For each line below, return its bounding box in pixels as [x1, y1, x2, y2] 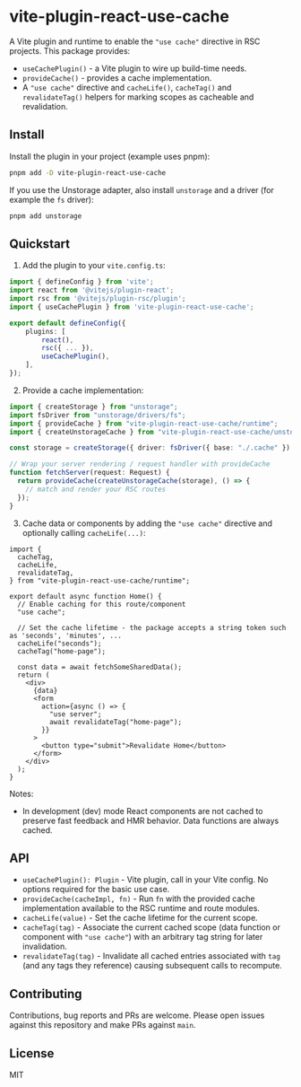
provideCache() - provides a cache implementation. [21, 72, 212, 83]
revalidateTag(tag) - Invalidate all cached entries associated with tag [21, 951, 280, 961]
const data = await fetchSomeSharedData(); [17, 662, 182, 671]
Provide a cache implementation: [21, 384, 144, 396]
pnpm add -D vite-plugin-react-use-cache [9, 168, 167, 177]
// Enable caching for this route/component [17, 600, 186, 609]
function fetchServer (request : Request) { [9, 469, 170, 478]
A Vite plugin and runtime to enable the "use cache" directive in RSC [9, 36, 261, 47]
